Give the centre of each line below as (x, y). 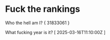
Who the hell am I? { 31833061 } (37, 23)
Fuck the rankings (43, 9)
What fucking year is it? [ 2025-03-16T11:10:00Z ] (55, 32)
